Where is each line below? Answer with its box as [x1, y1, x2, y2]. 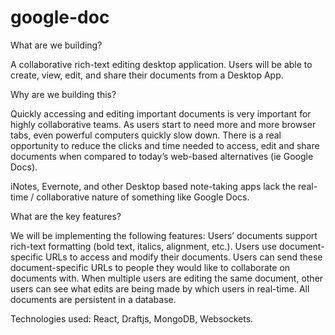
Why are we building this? [10, 88, 117, 100]
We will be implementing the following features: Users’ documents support [10, 229, 318, 241]
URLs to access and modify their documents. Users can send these [45, 251, 323, 263]
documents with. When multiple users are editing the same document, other [10, 272, 324, 284]
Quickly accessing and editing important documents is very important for [10, 107, 312, 120]
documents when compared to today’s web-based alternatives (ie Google [10, 150, 314, 162]
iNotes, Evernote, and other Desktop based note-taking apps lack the [10, 180, 297, 192]
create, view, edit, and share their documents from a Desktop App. [10, 69, 284, 81]
